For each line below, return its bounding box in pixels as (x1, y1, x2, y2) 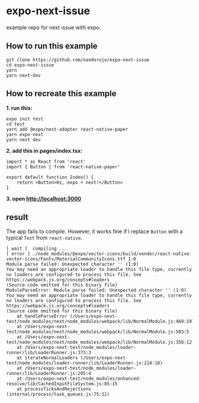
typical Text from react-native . (6, 234, 83, 241)
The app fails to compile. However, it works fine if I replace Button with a (6, 228, 183, 235)
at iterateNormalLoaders (17, 355, 78, 361)
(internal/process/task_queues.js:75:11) (6, 391, 110, 398)
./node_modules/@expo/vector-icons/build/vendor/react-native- (32, 251, 192, 257)
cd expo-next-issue (6, 62, 54, 68)
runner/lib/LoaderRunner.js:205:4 (6, 370, 92, 377)
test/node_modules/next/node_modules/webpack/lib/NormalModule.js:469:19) (6, 319, 195, 325)
